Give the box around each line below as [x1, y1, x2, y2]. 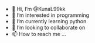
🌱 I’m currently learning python [11, 18, 87, 24]
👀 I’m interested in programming [11, 12, 90, 19]
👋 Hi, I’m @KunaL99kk [11, 6, 66, 12]
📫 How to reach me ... [11, 31, 66, 37]
